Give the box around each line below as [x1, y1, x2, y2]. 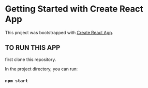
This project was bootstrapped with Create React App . [5, 29, 114, 35]
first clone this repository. [5, 57, 57, 62]
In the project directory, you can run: [5, 66, 78, 72]
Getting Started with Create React [5, 3, 144, 15]
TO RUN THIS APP [5, 44, 60, 52]
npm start [5, 78, 28, 83]
